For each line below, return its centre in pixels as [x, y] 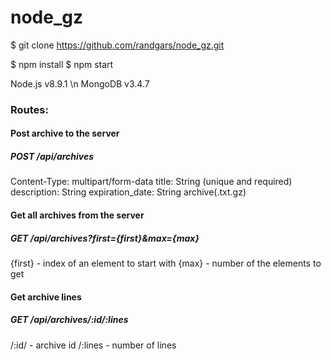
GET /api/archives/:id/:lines [69, 320]
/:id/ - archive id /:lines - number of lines [93, 345]
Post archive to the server [65, 133]
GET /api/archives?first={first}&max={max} [105, 238]
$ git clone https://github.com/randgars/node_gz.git [117, 45]
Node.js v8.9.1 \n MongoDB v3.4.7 [80, 83]
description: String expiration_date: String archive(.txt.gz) [128, 192]
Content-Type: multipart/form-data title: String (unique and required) [151, 182]
